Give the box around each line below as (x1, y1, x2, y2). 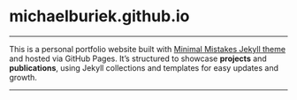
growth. (9, 72, 38, 82)
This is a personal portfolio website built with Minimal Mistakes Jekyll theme (9, 43, 286, 54)
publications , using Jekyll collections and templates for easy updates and (9, 62, 279, 73)
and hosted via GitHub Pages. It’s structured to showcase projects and (9, 53, 267, 64)
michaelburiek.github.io (9, 6, 190, 27)
